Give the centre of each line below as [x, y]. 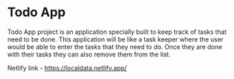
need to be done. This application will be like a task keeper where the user [116, 39]
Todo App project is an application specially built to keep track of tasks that [117, 32]
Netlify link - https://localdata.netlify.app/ [67, 68]
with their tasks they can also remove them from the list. [89, 54]
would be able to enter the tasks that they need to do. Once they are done [115, 47]
